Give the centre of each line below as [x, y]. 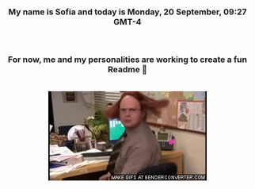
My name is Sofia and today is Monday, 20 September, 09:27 [127, 12]
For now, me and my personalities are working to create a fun [127, 60]
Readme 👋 [127, 70]
